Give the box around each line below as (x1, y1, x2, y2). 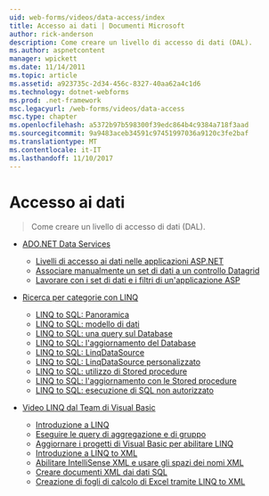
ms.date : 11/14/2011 (9, 63, 86, 72)
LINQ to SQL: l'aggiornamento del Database (35, 337, 196, 348)
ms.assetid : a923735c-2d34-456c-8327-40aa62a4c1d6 (9, 79, 201, 88)
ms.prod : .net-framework (9, 95, 102, 105)
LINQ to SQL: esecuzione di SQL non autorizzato (35, 385, 214, 396)
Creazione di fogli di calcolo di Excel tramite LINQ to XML (35, 476, 246, 487)
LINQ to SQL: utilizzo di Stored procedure (35, 366, 188, 377)
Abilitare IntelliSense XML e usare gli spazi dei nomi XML (35, 458, 244, 468)
